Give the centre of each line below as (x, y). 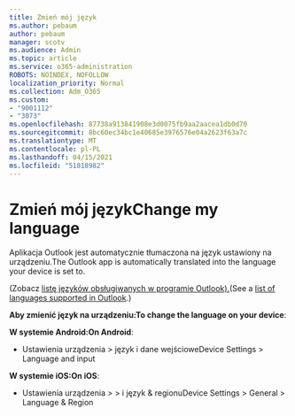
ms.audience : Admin (45, 50)
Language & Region (58, 403)
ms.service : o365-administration (71, 67)
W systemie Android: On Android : (72, 332)
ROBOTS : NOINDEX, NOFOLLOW (59, 75)
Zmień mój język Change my (114, 209)
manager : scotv (37, 42)
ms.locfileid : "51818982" (57, 166)
